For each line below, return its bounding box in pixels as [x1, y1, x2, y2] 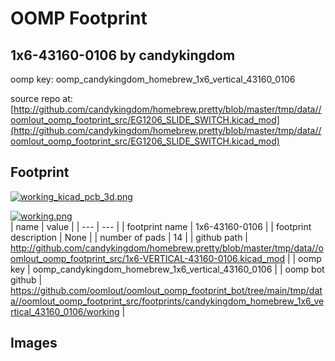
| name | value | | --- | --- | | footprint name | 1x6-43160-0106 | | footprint [10, 220, 312, 232]
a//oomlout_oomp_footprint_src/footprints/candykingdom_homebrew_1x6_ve [10, 295, 325, 307]
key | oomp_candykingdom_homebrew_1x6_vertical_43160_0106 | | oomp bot [10, 263, 325, 275]
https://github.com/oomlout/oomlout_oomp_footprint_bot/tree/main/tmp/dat [10, 284, 323, 296]
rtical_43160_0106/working [10, 305, 120, 317]
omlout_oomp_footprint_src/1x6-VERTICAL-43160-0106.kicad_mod [10, 252, 285, 264]
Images [10, 335, 58, 352]
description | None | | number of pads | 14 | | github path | [10, 231, 248, 243]
